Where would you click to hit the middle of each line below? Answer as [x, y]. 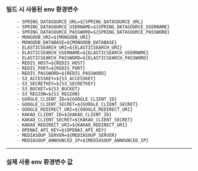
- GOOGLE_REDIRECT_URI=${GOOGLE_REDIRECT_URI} [75, 110]
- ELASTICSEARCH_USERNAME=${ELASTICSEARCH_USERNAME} [83, 53]
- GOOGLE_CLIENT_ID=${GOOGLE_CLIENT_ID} [67, 99]
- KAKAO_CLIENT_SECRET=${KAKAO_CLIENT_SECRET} [75, 120]
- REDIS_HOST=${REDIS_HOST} [51, 63]
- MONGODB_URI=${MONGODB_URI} [54, 37]
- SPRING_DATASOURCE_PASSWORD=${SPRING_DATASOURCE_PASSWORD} [93, 32]
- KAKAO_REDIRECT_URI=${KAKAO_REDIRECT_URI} [72, 125]
